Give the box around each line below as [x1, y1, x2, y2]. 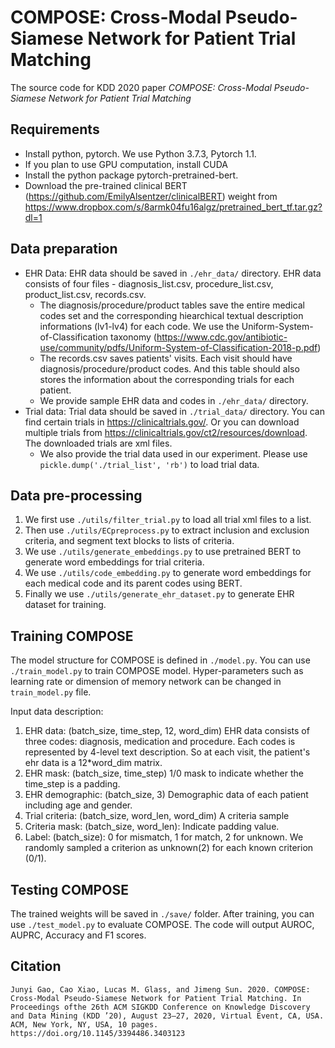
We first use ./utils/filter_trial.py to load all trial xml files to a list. [24, 514, 312, 526]
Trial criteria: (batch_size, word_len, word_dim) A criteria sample [24, 810, 290, 822]
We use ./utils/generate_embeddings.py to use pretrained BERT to [24, 546, 302, 558]
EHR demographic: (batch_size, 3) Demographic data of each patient [24, 789, 309, 801]
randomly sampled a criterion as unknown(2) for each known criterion [24, 842, 314, 854]
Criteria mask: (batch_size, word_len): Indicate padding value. [24, 821, 280, 833]
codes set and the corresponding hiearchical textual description [39, 309, 304, 321]
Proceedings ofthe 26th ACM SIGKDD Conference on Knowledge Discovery [10, 1002, 311, 1012]
